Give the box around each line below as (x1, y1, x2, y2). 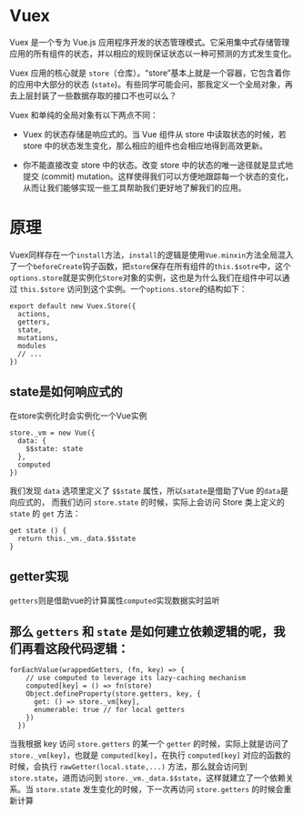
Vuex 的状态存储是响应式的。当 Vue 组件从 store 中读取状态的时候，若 (22, 128, 287, 139)
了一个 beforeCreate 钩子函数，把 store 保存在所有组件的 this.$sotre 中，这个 (9, 260, 291, 271)
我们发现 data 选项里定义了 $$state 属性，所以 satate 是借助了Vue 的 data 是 (9, 485, 289, 496)
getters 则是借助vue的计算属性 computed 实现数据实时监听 (9, 595, 220, 606)
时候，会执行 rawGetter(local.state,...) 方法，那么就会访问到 (9, 761, 248, 772)
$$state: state (25, 444, 84, 453)
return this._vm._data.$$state (17, 534, 136, 543)
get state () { (9, 526, 67, 535)
